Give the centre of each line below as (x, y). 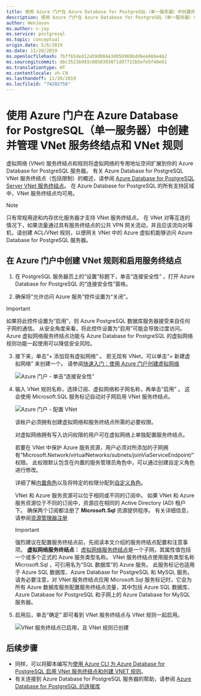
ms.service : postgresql (36, 34)
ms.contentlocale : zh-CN (37, 73)
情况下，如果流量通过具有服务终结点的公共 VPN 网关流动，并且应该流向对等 (100, 225)
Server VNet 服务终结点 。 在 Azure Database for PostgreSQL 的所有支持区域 (100, 186)
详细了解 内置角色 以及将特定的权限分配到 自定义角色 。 (80, 482)
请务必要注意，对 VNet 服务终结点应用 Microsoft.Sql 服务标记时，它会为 (103, 579)
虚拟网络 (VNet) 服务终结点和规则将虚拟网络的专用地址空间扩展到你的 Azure (100, 163)
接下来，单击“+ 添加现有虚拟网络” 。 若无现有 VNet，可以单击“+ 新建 (100, 356)
